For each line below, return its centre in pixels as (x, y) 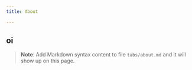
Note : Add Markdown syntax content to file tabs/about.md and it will (103, 55)
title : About (22, 11)
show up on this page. (48, 61)
